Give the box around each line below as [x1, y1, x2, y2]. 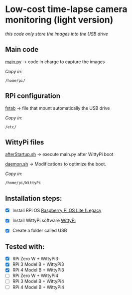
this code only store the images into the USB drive [5, 31, 108, 37]
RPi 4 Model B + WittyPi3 [12, 267, 64, 273]
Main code [5, 45, 39, 54]
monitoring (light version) [5, 14, 114, 26]
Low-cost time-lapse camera [5, 4, 128, 15]
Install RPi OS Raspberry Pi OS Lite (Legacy [12, 207, 102, 214]
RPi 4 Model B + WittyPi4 [12, 284, 65, 290]
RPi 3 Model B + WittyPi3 [12, 261, 64, 267]
